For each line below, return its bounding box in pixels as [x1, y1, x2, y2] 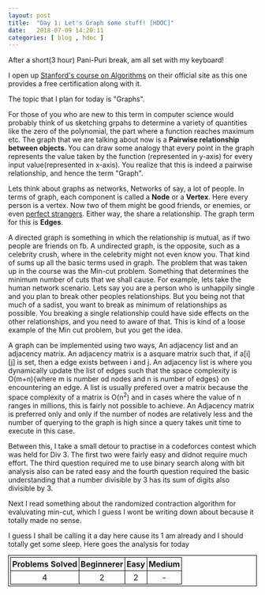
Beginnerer [80, 559, 124, 570]
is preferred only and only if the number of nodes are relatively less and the [8, 409, 253, 419]
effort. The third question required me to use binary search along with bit [8, 458, 245, 468]
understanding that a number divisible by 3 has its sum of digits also [8, 475, 230, 484]
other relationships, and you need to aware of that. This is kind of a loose [8, 317, 246, 327]
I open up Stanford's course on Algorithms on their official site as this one [8, 70, 248, 80]
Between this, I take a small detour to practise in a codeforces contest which [8, 441, 256, 451]
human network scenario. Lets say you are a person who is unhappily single [8, 283, 255, 293]
